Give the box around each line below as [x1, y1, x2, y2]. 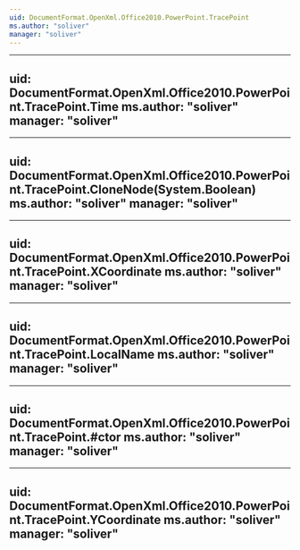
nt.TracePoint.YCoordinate [9, 512, 162, 528]
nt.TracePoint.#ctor [9, 430, 121, 445]
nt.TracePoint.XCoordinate [9, 265, 162, 280]
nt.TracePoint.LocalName [9, 347, 155, 362]
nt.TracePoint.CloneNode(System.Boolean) [9, 182, 256, 197]
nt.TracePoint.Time [9, 99, 119, 114]
